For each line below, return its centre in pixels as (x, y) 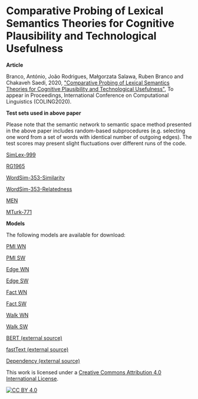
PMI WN (16, 246)
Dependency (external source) (43, 361)
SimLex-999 (21, 154)
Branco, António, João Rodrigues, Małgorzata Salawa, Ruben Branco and (95, 76)
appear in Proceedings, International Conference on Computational (88, 95)
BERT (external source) (34, 338)
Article (15, 65)
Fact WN (17, 292)
